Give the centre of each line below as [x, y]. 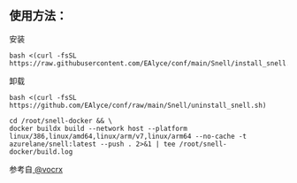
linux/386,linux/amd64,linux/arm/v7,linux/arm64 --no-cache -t [128, 136]
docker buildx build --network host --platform [99, 128]
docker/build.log [41, 152]
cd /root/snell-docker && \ [61, 121]
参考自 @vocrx [36, 169]
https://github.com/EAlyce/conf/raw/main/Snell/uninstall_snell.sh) [138, 105]
